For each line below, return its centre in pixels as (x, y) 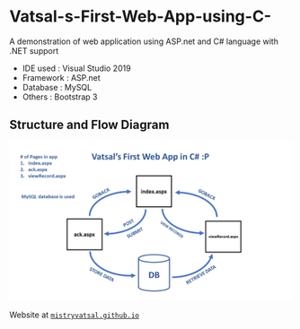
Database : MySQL (57, 87)
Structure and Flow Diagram (89, 125)
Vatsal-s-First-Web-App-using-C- (141, 17)
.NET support (34, 50)
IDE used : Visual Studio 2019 (77, 68)
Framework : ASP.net (61, 77)
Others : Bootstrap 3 (60, 97)
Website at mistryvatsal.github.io (75, 315)
